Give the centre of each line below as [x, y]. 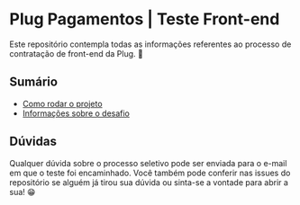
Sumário [34, 82]
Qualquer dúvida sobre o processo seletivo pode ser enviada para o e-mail [148, 163]
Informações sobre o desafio [76, 113]
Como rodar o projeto [62, 103]
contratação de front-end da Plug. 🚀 [77, 53]
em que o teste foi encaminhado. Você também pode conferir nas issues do [150, 173]
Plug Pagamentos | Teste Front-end [145, 19]
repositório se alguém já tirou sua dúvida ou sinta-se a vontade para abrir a [149, 182]
